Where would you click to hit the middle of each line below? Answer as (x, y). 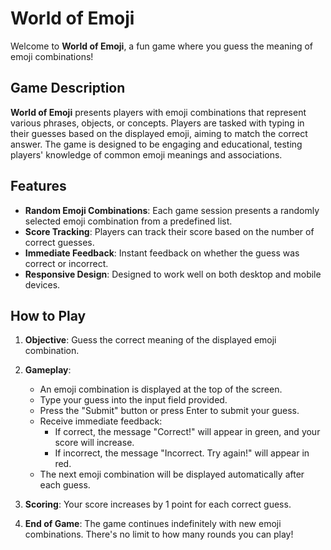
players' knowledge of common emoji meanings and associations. (146, 154)
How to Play (48, 315)
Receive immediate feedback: (101, 421)
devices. (42, 284)
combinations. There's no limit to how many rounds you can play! (159, 534)
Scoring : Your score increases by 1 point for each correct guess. (158, 504)
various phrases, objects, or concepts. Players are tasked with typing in (157, 123)
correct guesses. (59, 242)
